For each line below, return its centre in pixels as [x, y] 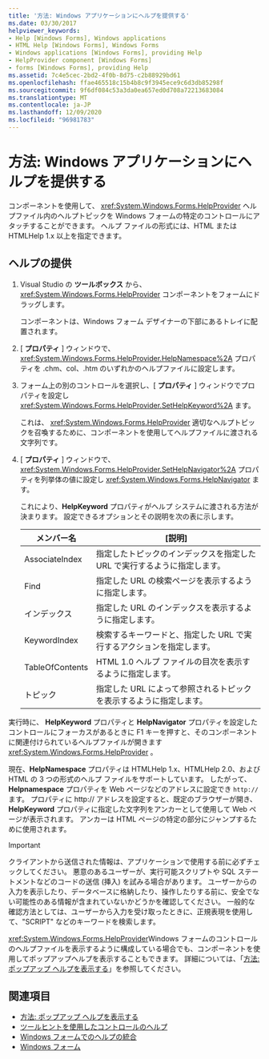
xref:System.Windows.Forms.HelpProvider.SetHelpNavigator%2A [128, 469]
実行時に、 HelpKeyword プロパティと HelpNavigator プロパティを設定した [133, 722]
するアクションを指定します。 [159, 647]
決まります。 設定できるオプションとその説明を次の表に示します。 [129, 516]
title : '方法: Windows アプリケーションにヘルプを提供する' [99, 16]
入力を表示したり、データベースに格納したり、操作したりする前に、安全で [130, 891]
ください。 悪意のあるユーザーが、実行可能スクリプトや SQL [136, 871]
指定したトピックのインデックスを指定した [176, 553]
